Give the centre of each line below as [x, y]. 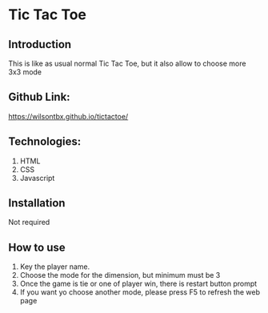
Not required [29, 223]
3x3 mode [25, 72]
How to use [37, 247]
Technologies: [45, 142]
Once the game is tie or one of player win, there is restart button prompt [138, 284]
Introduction [40, 44]
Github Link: [39, 97]
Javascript [37, 178]
